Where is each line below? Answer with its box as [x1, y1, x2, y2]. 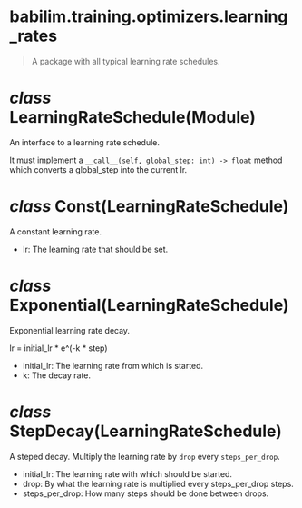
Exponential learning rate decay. [9, 324, 130, 335]
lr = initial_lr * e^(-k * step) [9, 343, 108, 354]
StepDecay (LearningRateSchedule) [9, 421, 283, 442]
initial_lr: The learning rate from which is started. [22, 360, 204, 371]
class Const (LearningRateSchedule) [9, 196, 289, 217]
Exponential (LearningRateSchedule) [9, 295, 289, 315]
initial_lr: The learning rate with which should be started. [22, 468, 233, 479]
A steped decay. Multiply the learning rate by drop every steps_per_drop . [9, 451, 280, 462]
